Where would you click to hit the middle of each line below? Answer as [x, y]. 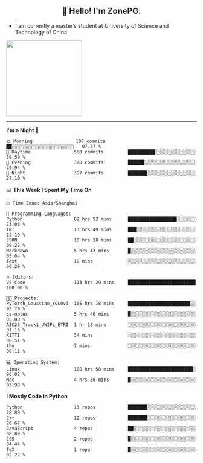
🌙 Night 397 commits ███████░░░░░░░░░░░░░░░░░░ [101, 173]
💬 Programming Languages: [39, 214]
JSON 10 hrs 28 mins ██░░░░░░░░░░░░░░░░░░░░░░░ [101, 240]
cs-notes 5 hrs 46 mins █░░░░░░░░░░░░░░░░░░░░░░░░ [101, 314]
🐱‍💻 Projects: [23, 298]
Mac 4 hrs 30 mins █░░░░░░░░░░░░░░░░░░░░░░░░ [101, 380]
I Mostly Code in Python [37, 396]
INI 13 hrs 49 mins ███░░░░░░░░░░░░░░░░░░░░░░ [101, 229]
